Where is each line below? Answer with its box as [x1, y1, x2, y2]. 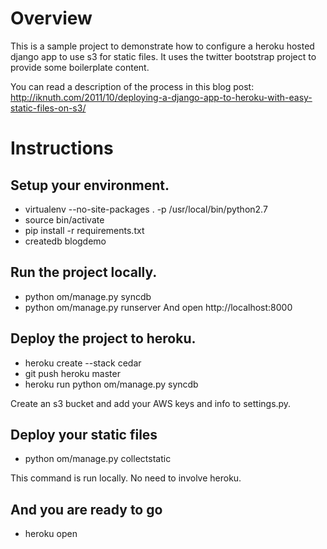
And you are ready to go [10, 501, 163, 518]
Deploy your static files [10, 426, 158, 443]
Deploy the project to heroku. [10, 330, 197, 347]
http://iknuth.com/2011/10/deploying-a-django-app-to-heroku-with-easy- [10, 91, 313, 103]
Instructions [10, 137, 114, 160]
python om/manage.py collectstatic [24, 453, 172, 465]
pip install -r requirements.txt [24, 224, 145, 236]
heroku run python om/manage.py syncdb [24, 378, 199, 390]
